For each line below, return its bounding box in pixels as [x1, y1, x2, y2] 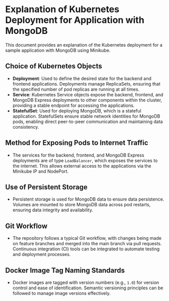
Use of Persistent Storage [5, 182, 88, 191]
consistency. [12, 124, 39, 130]
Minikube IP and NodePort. [12, 168, 69, 174]
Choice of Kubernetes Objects [5, 62, 102, 70]
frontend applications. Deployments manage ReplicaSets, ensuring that [12, 81, 160, 87]
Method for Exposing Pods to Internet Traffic [5, 138, 148, 147]
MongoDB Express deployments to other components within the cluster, [12, 97, 162, 103]
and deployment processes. [12, 251, 71, 257]
